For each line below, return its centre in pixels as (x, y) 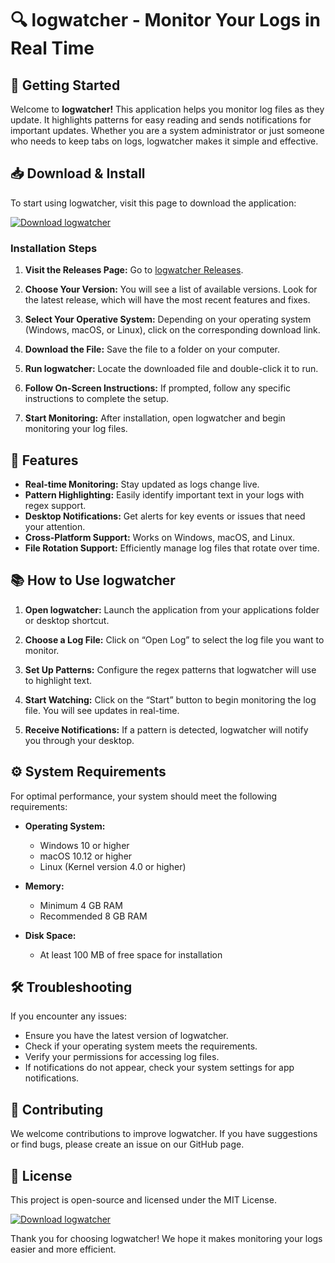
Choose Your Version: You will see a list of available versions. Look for (171, 289)
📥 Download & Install (78, 173)
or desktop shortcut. (67, 620)
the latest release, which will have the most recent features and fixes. (167, 300)
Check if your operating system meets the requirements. (141, 1046)
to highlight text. (58, 680)
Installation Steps (54, 248)
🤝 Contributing (57, 1109)
